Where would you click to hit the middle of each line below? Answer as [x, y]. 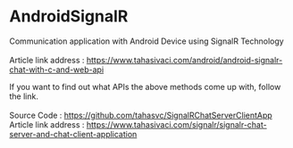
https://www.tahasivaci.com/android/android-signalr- [184, 60]
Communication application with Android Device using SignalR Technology [146, 41]
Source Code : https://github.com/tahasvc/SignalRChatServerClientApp [141, 115]
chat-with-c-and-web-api [57, 70]
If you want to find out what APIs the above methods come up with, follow [145, 86]
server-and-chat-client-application [73, 134]
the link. [24, 96]
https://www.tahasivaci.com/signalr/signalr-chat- [176, 124]
